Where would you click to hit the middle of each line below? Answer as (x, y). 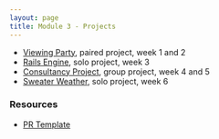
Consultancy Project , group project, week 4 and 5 (116, 71)
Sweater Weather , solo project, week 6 (95, 81)
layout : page (34, 18)
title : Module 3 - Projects (63, 26)
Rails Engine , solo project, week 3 (86, 62)
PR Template (47, 124)
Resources (34, 104)
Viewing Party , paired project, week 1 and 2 (104, 52)
